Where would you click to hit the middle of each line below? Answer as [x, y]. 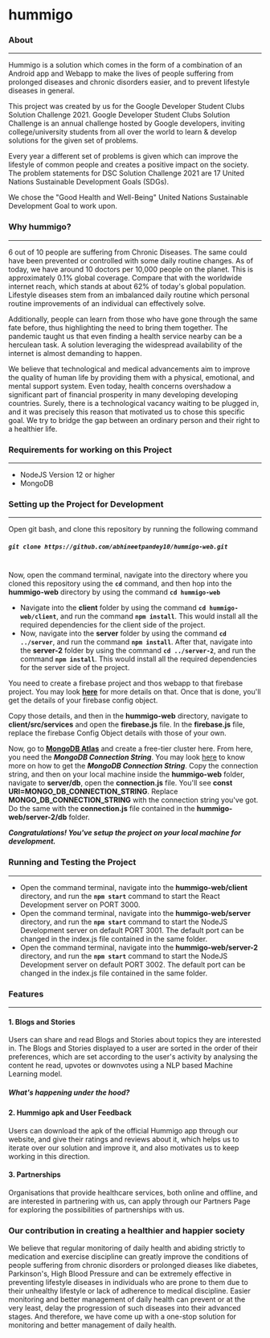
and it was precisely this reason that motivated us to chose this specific [127, 412]
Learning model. [35, 1074]
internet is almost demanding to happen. [75, 353]
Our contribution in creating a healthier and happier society [127, 1230]
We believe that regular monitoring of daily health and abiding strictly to [127, 1248]
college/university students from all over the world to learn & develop [123, 132]
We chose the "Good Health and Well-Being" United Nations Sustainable [129, 197]
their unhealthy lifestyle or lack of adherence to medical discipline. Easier [129, 1291]
